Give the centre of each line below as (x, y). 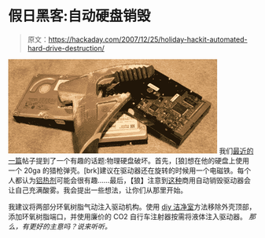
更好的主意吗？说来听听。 (70, 226)
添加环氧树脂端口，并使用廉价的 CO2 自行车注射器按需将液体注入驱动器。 (128, 216)
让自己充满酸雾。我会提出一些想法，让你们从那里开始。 (98, 190)
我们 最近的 (236, 151)
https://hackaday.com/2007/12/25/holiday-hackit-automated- (148, 39)
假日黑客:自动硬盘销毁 (79, 16)
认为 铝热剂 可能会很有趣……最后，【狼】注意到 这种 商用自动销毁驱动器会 (136, 180)
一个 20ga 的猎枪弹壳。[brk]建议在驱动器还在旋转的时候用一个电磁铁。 (123, 170)
